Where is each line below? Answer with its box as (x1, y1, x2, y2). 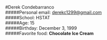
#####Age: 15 (5, 20, 35, 26)
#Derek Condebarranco (5, 4, 54, 10)
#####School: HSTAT (5, 15, 50, 20)
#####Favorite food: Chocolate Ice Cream (5, 31, 94, 36)
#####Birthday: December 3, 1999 (5, 25, 77, 31)
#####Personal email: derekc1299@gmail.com (5, 9, 102, 15)
